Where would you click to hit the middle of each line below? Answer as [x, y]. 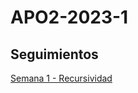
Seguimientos [54, 54]
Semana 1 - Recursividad [61, 78]
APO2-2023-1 [69, 17]
